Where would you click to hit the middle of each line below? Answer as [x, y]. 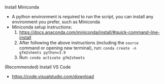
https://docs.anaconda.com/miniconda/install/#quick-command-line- [89, 32]
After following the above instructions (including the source [79, 43]
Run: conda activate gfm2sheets [52, 57]
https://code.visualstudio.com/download [53, 76]
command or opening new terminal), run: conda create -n [78, 48]
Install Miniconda [22, 7]
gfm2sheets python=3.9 [42, 53]
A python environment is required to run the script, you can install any [82, 16]
